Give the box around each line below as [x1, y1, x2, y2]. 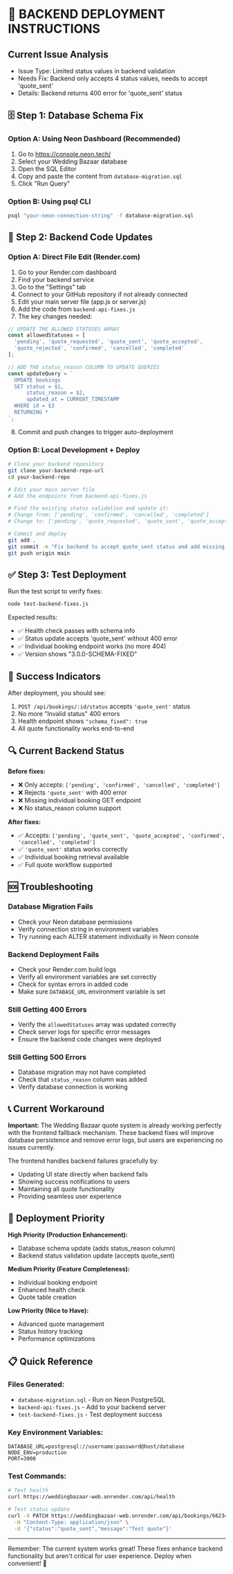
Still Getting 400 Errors [8, 1004, 87, 1014]
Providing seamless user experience [17, 1192, 122, 1201]
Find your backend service [17, 275, 95, 283]
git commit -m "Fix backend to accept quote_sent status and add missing [8, 543, 225, 550]
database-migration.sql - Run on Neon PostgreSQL [17, 1395, 165, 1404]
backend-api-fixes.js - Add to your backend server [17, 1402, 167, 1411]
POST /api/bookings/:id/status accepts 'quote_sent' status [17, 702, 191, 710]
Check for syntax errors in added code [17, 980, 129, 988]
